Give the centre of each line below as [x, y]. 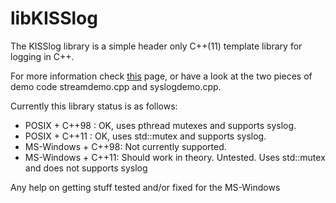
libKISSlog [54, 18]
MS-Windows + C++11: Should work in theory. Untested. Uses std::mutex [175, 157]
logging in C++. [42, 56]
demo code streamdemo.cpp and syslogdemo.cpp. [116, 86]
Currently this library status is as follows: [94, 106]
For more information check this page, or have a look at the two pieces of [161, 76]
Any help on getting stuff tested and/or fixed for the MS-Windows [145, 187]
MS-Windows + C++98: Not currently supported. [125, 146]
